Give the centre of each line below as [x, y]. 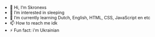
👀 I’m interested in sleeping [37, 12]
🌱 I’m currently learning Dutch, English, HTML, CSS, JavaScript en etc [80, 18]
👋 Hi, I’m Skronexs [28, 7]
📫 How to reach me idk [33, 23]
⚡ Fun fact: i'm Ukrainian [34, 30]
